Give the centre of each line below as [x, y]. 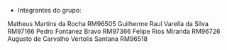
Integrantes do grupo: [49, 10]
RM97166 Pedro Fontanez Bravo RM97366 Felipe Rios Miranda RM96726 [114, 31]
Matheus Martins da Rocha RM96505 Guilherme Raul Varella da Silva [108, 24]
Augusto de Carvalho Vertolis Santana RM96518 [77, 39]
